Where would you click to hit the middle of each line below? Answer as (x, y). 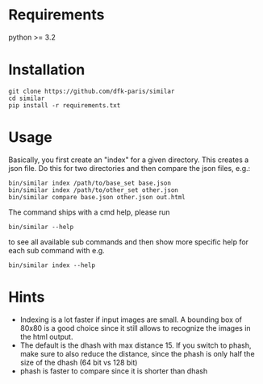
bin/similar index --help (52, 265)
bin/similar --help (41, 227)
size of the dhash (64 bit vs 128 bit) (79, 362)
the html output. (46, 336)
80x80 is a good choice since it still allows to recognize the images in (136, 328)
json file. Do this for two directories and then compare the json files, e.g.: (129, 168)
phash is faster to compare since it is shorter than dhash (114, 371)
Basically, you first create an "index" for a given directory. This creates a (129, 160)
